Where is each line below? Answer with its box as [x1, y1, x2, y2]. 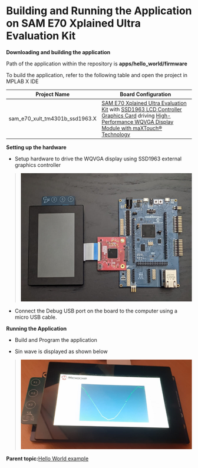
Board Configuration [120, 91, 171, 98]
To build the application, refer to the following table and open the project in [6, 71, 187, 78]
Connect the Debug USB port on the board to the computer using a [14, 307, 178, 314]
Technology [101, 131, 131, 138]
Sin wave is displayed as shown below [14, 348, 108, 355]
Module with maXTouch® [101, 124, 163, 131]
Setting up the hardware [6, 144, 67, 151]
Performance [101, 118, 134, 125]
